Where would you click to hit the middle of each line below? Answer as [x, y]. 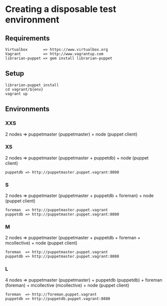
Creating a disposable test [61, 9]
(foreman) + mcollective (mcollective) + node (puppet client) [67, 285]
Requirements [27, 38]
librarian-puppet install [32, 85]
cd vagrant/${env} [24, 89]
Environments [27, 109]
